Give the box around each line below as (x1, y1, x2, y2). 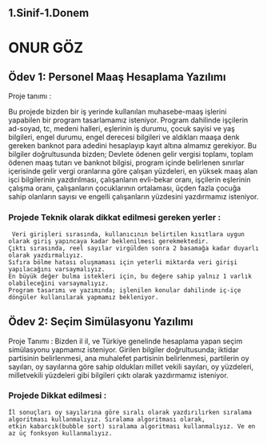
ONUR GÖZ (8, 38, 84, 57)
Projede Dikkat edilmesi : (8, 390, 107, 401)
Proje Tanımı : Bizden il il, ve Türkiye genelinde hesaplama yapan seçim (8, 336, 243, 346)
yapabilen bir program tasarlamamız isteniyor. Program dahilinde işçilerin (8, 115, 249, 125)
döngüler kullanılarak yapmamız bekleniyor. (8, 293, 159, 301)
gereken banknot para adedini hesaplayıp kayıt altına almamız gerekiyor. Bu (8, 141, 257, 150)
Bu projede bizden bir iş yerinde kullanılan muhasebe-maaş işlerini (8, 107, 227, 117)
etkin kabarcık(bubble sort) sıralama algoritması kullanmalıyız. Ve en (8, 422, 256, 431)
